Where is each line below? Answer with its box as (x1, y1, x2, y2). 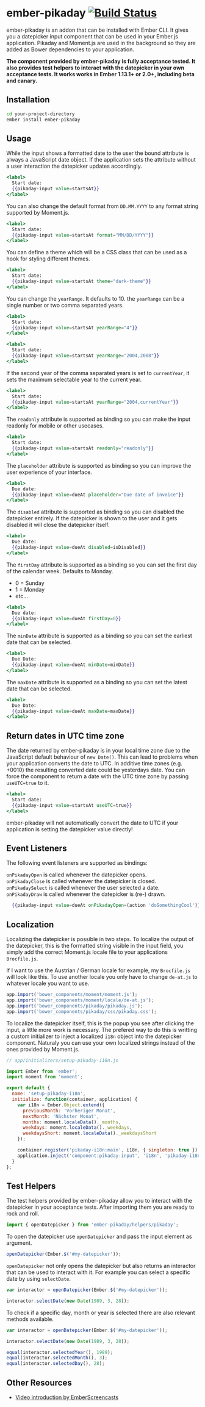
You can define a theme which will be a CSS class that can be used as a (6, 249, 187, 256)
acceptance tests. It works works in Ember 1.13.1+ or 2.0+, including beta (6, 70, 195, 77)
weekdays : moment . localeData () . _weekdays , (22, 1125, 132, 1131)
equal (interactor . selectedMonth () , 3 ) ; (6, 1355, 108, 1361)
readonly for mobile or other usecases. (6, 422, 104, 429)
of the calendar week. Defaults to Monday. (6, 567, 113, 575)
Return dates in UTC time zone (6, 731, 124, 741)
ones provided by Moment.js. (6, 1045, 80, 1053)
